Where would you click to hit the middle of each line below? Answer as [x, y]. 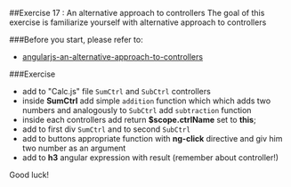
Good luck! [29, 175]
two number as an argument [74, 148]
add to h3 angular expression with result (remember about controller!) [150, 158]
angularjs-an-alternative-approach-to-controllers [112, 57]
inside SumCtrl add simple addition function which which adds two [146, 101]
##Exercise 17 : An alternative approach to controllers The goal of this [137, 13]
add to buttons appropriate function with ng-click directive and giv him [152, 138]
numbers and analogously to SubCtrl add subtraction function [137, 110]
